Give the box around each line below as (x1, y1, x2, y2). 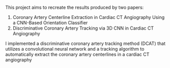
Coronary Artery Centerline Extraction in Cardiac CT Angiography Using (12, 14, 165, 20)
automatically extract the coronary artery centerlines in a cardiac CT (5, 51, 150, 57)
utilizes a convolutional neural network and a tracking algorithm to (5, 46, 144, 52)
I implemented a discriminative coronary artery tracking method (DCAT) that (5, 40, 165, 47)
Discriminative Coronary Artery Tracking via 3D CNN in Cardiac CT (12, 25, 154, 31)
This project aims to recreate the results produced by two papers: (5, 5, 144, 10)
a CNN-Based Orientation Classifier (12, 20, 88, 26)
